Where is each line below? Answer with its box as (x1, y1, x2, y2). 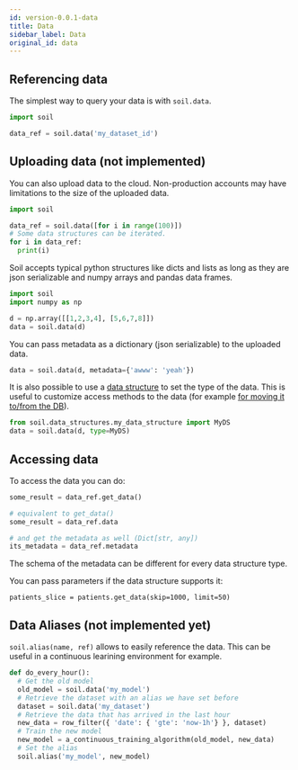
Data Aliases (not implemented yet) (9, 617, 212, 632)
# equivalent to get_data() (9, 509, 115, 518)
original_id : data (9, 38, 78, 48)
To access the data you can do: (9, 475, 126, 486)
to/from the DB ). (9, 401, 70, 412)
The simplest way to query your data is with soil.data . (9, 95, 212, 106)
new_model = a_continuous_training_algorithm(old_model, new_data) (17, 735, 276, 745)
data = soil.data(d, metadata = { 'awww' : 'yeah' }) (9, 365, 195, 374)
